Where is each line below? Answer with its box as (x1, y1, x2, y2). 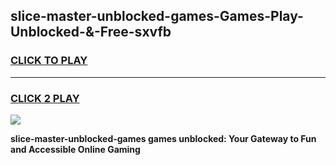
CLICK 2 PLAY (10, 91, 80, 105)
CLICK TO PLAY (10, 54, 88, 68)
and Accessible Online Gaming (10, 143, 141, 155)
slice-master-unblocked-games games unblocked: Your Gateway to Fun (10, 132, 317, 144)
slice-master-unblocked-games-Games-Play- (10, 8, 304, 25)
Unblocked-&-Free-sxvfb (10, 24, 172, 41)
